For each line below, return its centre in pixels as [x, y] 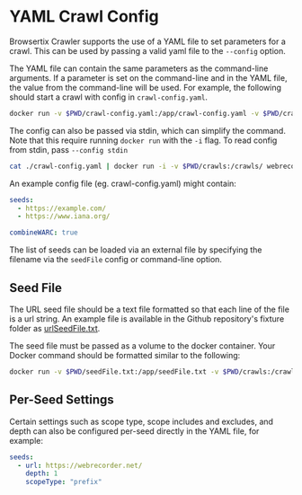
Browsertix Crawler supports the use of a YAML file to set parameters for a [147, 41]
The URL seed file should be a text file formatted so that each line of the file [150, 309]
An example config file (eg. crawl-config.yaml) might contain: [123, 183]
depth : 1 [42, 473]
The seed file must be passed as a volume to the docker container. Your [142, 346]
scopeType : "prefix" [64, 482]
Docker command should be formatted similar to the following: [125, 355]
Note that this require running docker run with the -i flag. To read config [143, 140]
